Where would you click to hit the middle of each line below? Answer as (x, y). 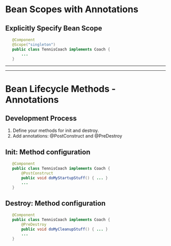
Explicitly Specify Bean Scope (54, 28)
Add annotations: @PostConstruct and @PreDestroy (67, 136)
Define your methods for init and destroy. (56, 130)
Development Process (41, 118)
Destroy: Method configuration (55, 203)
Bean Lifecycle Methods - (61, 89)
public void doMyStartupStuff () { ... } (65, 178)
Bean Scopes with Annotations (72, 9)
